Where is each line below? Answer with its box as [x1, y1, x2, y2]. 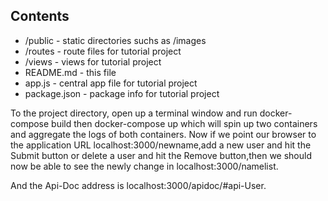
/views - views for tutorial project [24, 55, 162, 68]
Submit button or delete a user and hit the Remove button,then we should [10, 149, 312, 161]
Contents [10, 8, 70, 25]
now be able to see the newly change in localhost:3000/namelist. [10, 160, 279, 172]
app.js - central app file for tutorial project [24, 77, 198, 89]
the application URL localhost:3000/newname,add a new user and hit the [10, 139, 312, 151]
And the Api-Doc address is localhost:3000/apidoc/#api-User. [10, 179, 267, 191]
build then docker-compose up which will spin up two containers [51, 117, 318, 129]
